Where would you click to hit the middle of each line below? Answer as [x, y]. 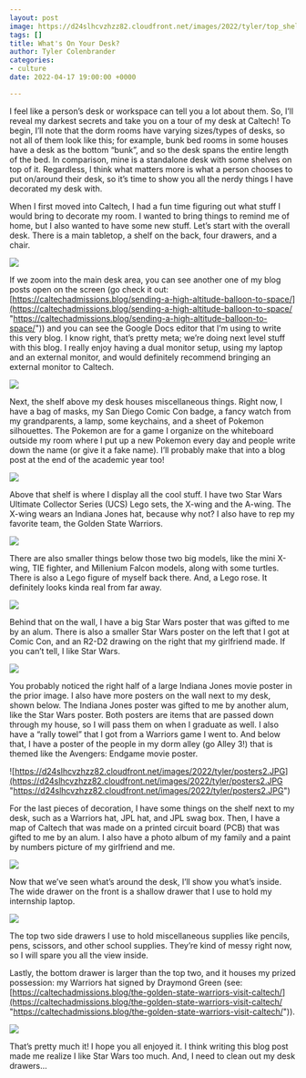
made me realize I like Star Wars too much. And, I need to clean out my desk [153, 1056]
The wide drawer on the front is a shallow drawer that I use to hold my [141, 891]
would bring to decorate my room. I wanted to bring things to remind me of [149, 216]
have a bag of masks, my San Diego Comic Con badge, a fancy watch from [150, 411]
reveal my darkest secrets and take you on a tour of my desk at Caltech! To [150, 120]
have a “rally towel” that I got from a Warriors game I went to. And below [145, 734]
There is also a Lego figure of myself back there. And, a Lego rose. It [138, 577]
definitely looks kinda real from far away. [86, 587]
